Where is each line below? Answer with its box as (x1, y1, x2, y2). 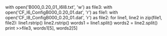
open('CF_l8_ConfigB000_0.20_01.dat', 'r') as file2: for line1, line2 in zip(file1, (5, 15, 162, 20)
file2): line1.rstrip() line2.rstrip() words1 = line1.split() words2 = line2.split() (5, 20, 158, 26)
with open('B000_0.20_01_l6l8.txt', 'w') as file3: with (5, 4, 112, 10)
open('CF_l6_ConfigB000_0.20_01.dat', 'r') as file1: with (5, 9, 118, 15)
